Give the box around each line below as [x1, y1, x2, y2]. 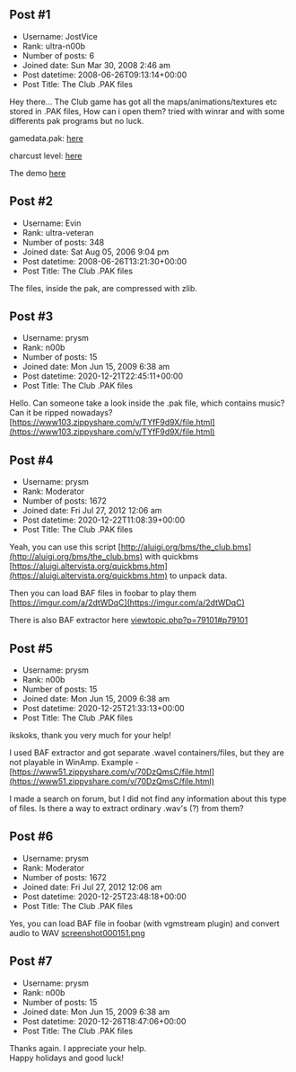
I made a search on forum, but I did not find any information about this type [9, 793, 287, 804]
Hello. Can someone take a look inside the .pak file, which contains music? [9, 398, 285, 408]
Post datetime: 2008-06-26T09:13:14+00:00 [22, 69, 187, 80]
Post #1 [9, 7, 51, 22]
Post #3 [9, 309, 54, 325]
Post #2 [9, 193, 54, 210]
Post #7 [9, 953, 53, 969]
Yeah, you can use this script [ [9, 541, 121, 552]
